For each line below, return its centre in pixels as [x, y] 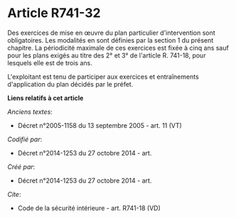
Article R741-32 [54, 13]
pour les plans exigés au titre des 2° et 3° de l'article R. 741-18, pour [107, 55]
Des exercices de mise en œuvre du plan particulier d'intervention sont [111, 33]
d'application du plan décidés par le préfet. [70, 84]
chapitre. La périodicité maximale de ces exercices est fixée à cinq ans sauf [118, 48]
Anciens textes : [30, 111]
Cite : [14, 194]
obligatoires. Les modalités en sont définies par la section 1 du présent [111, 40]
